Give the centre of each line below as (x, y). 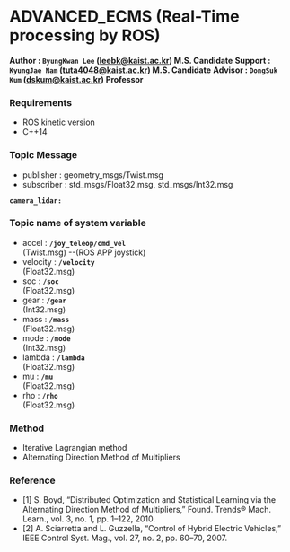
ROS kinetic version (59, 122)
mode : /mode (46, 337)
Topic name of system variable (78, 223)
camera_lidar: (36, 201)
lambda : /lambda (53, 357)
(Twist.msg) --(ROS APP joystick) (84, 252)
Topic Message (44, 155)
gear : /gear (44, 300)
